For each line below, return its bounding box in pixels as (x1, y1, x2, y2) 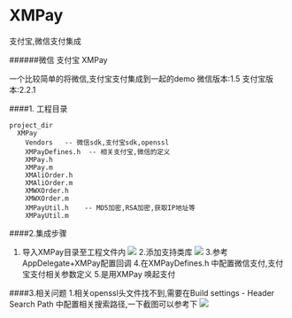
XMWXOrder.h (25, 186, 69, 195)
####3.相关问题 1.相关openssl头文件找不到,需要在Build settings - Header (9, 287, 275, 298)
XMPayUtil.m (25, 211, 69, 220)
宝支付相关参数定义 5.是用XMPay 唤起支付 (21, 268, 176, 279)
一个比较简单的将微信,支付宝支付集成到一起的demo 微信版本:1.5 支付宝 (9, 73, 266, 84)
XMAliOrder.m (25, 178, 73, 187)
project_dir (9, 120, 53, 129)
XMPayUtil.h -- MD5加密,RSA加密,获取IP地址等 (25, 203, 196, 213)
